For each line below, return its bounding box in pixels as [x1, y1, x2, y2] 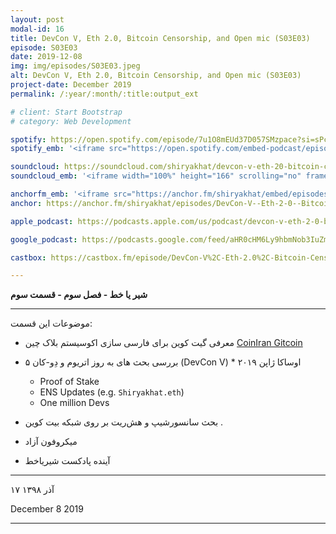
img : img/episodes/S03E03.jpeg [10, 61, 141, 71]
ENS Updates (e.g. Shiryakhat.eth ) [39, 386, 185, 398]
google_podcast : [10, 234, 78, 245]
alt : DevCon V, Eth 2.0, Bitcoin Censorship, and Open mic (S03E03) [10, 71, 302, 81]
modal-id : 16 [10, 24, 65, 34]
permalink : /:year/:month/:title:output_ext [10, 89, 199, 99]
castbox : [10, 252, 47, 263]
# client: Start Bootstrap [10, 107, 123, 117]
